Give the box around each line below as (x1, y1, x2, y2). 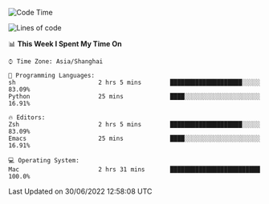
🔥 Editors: (8, 114, 46, 122)
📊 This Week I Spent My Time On (8, 39, 122, 48)
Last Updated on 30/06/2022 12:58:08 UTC (8, 186, 153, 196)
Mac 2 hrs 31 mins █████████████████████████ (8, 166, 261, 174)
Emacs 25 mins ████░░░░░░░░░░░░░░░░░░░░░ (8, 134, 261, 142)
